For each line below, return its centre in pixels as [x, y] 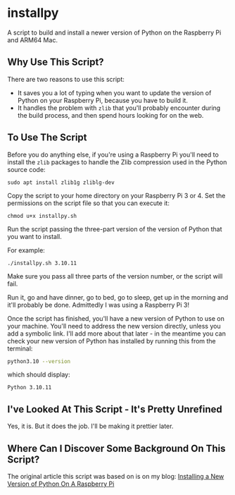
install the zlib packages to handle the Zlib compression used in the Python [117, 162]
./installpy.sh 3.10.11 [42, 263]
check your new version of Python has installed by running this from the [112, 341]
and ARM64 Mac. [33, 39]
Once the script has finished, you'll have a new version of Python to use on [116, 318]
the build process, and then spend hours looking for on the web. [110, 115]
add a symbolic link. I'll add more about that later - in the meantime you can [117, 334]
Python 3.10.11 [30, 388]
